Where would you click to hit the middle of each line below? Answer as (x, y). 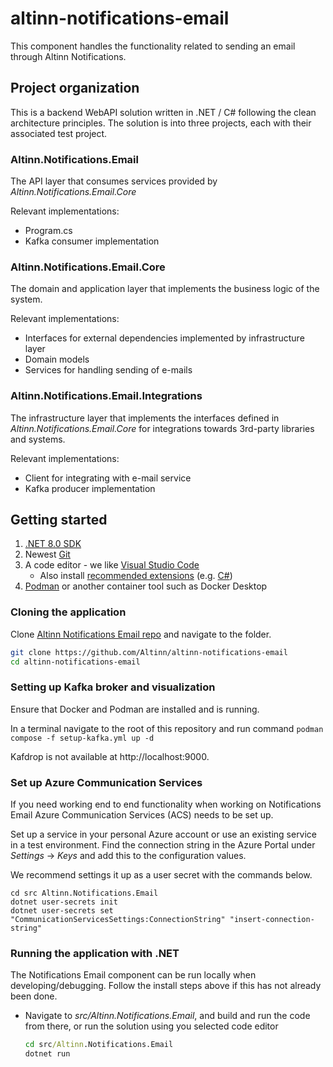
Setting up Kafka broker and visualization (113, 687)
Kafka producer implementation (90, 488)
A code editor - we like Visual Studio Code (112, 565)
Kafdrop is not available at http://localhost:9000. (110, 756)
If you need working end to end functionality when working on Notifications (166, 804)
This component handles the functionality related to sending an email (153, 46)
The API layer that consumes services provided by (114, 181)
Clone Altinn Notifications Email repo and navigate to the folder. (141, 634)
